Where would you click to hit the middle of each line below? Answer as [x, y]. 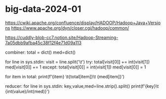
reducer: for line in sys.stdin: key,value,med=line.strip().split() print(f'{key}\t [82, 86]
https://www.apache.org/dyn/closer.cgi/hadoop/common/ [70, 28]
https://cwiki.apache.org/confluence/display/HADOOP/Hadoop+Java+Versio [83, 23]
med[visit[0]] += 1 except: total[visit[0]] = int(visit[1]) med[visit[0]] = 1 [76, 67]
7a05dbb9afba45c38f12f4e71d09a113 [43, 42]
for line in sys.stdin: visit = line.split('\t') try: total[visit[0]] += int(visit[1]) [77, 62]
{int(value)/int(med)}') [27, 91]
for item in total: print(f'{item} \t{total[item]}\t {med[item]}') [65, 76]
